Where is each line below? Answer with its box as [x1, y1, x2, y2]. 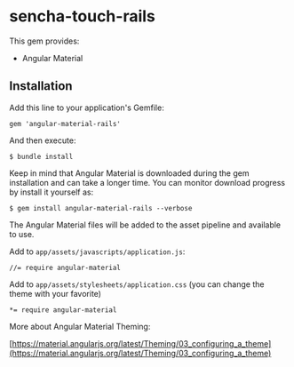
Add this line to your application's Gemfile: [9, 102, 164, 113]
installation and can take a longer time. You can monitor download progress [9, 177, 286, 187]
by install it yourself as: [9, 187, 94, 197]
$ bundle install [9, 152, 74, 161]
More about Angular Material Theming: [9, 321, 151, 331]
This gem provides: [9, 36, 80, 46]
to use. [9, 228, 35, 239]
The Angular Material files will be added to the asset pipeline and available [9, 219, 282, 230]
